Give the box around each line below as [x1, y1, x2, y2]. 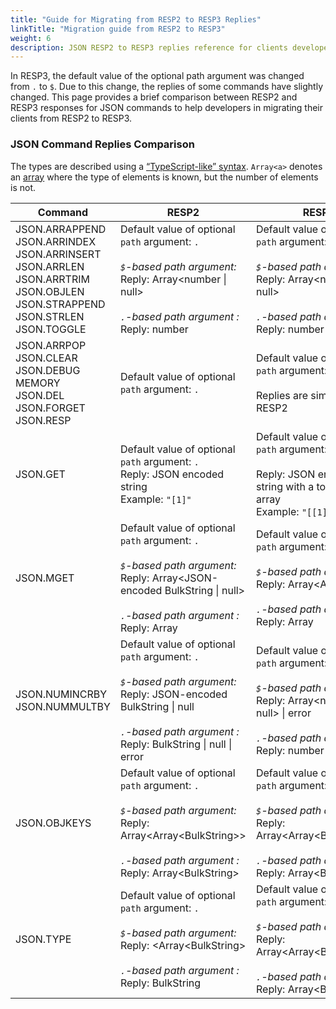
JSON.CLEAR [15, 351, 78, 365]
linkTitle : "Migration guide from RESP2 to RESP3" [10, 24, 226, 34]
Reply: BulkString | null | [119, 737, 233, 751]
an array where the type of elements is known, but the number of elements [10, 171, 319, 183]
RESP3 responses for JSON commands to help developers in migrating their [10, 102, 324, 114]
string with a [255, 479, 315, 493]
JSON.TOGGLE [15, 322, 87, 336]
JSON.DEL [15, 388, 65, 402]
